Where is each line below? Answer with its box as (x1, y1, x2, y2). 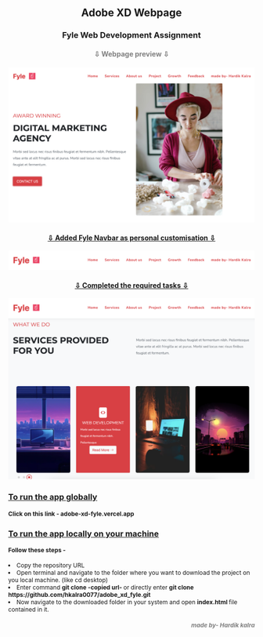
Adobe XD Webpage (81, 6, 182, 20)
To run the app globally (8, 491, 98, 502)
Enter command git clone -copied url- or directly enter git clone (16, 584, 194, 591)
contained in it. (8, 606, 49, 614)
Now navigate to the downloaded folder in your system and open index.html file (16, 598, 238, 606)
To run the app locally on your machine (8, 528, 159, 539)
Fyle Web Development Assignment (62, 30, 201, 41)
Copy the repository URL (16, 561, 85, 570)
